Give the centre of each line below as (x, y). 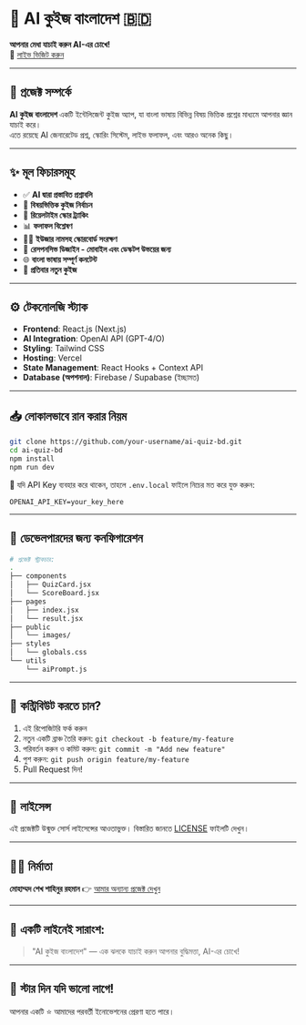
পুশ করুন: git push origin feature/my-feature (106, 758)
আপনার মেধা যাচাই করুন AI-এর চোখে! (60, 44)
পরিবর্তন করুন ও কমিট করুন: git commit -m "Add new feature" (124, 748)
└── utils (28, 661)
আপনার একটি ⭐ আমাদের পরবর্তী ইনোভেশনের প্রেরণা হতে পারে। (92, 1011)
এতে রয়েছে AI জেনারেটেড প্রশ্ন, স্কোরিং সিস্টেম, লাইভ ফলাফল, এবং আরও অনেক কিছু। (122, 135)
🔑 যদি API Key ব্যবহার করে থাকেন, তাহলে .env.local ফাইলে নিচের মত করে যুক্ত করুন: (132, 484)
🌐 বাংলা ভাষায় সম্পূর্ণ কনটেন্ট (60, 259)
